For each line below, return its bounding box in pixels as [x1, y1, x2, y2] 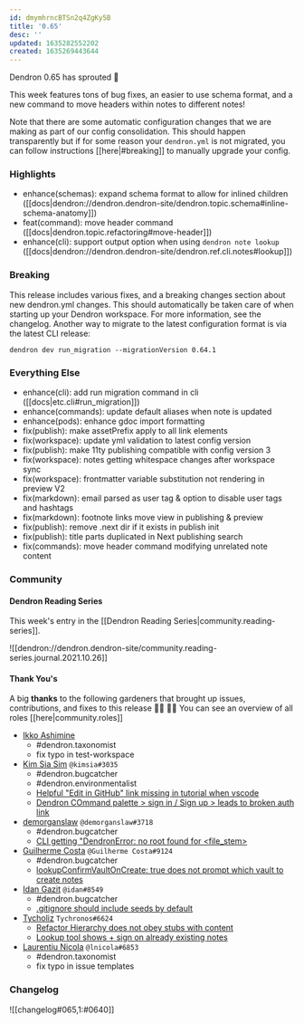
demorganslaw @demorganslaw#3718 [22, 817, 154, 828]
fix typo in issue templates [35, 961, 135, 971]
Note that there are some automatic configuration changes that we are [9, 117, 271, 128]
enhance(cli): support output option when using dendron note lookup [22, 236, 280, 247]
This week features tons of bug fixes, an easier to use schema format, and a [9, 90, 293, 100]
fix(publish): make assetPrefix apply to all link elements [22, 426, 228, 436]
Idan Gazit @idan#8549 [22, 884, 104, 895]
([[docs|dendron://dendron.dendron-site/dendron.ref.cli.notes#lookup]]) [22, 246, 292, 257]
